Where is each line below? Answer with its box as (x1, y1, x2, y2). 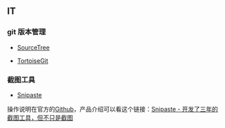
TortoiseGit (16, 56, 49, 64)
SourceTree (16, 43, 50, 51)
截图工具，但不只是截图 (7, 113, 73, 122)
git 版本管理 (7, 27, 47, 37)
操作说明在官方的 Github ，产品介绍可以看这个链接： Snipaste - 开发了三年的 (7, 105, 219, 113)
